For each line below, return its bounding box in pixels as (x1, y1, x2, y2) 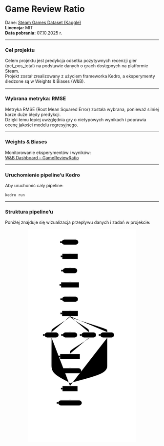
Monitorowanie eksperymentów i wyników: (5, 150, 91, 155)
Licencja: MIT (5, 24, 33, 30)
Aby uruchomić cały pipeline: (5, 183, 64, 189)
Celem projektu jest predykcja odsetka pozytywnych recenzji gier (5, 58, 137, 64)
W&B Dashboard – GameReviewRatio (5, 155, 79, 160)
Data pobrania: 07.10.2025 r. (5, 30, 62, 36)
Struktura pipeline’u (5, 209, 53, 215)
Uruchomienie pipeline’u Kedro (5, 172, 81, 178)
